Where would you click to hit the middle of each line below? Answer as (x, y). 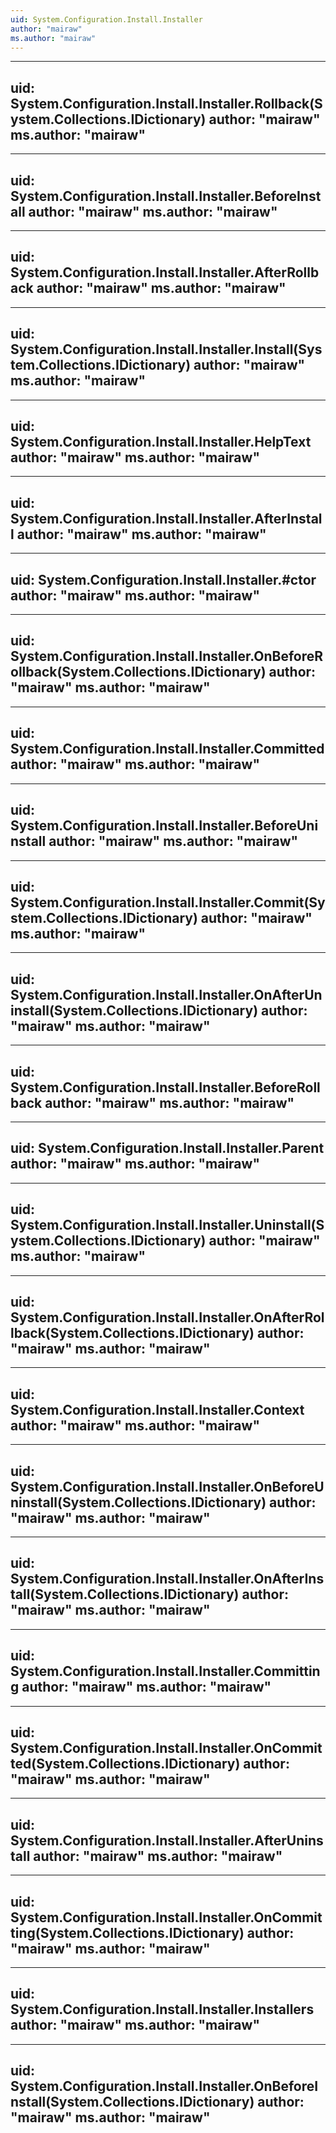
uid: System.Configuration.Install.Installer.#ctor (163, 579)
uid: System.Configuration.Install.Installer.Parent (167, 1148)
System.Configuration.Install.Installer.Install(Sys (166, 349)
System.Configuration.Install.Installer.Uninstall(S (167, 1225)
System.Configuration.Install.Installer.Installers (162, 2009)
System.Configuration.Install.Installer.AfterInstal (166, 518)
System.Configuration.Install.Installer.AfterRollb (165, 272)
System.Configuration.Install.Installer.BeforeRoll (165, 1087)
